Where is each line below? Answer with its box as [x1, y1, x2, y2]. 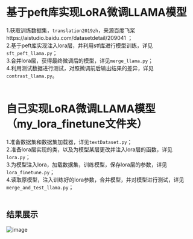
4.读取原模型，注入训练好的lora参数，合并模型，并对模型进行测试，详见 [6, 176, 185, 183]
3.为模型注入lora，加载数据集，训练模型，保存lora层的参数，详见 [6, 161, 168, 168]
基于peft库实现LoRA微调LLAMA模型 [6, 5, 187, 19]
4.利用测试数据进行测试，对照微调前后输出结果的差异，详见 [6, 64, 154, 71]
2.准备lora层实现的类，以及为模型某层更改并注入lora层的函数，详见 [6, 146, 173, 153]
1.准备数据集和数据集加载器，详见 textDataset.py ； [6, 138, 133, 145]
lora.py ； [6, 153, 31, 160]
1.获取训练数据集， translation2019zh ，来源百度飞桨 [6, 27, 136, 34]
